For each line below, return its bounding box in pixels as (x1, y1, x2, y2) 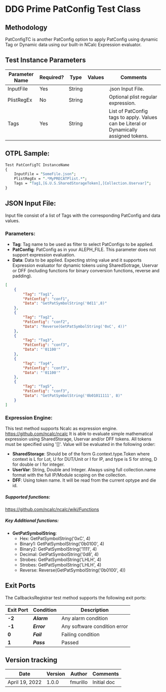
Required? (39, 73, 64, 80)
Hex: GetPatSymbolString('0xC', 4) (19, 535, 90, 541)
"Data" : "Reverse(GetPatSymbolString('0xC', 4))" (23, 324, 127, 329)
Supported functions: (5, 494, 50, 500)
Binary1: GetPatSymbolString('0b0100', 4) (19, 541, 105, 547)
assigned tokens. (108, 132, 149, 139)
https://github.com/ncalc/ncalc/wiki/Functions (5, 506, 99, 512)
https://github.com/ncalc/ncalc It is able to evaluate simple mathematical (5, 431, 153, 437)
